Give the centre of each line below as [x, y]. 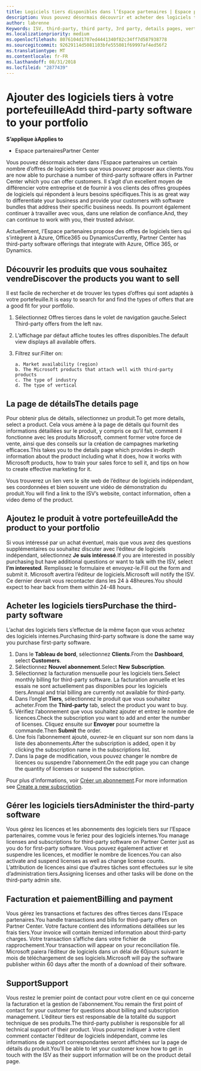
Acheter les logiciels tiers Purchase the [80, 606]
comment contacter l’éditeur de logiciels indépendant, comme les [87, 1036]
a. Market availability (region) [57, 364]
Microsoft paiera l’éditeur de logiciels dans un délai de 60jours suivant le [95, 952]
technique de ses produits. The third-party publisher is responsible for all [95, 1023]
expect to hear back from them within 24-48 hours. [69, 587]
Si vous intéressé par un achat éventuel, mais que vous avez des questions [99, 542]
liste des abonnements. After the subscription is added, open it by [95, 743]
